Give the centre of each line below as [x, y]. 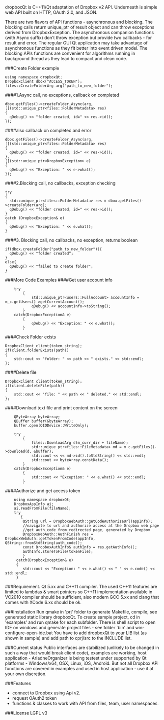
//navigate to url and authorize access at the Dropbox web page [91, 526]
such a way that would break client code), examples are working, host [76, 653]
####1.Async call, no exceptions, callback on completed [62, 95]
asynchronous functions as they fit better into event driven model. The [76, 48]
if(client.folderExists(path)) [37, 350]
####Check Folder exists [31, 337]
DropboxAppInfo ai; [34, 504]
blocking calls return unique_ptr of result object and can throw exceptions [80, 27]
